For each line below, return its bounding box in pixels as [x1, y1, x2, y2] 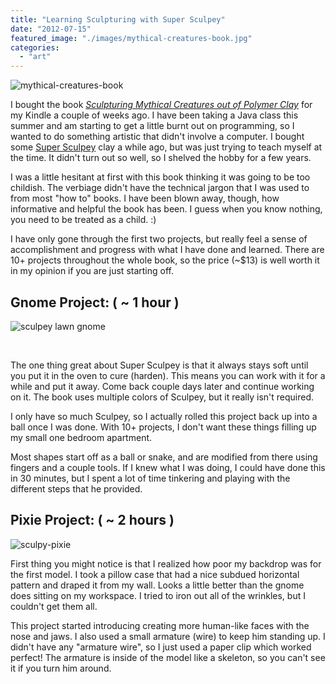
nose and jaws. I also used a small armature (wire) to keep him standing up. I [10, 630, 326, 642]
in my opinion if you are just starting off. [10, 265, 174, 277]
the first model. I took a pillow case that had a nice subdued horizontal [10, 568, 300, 580]
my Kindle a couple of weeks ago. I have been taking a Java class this [10, 109, 299, 121]
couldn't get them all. [10, 600, 98, 612]
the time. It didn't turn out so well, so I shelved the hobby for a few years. [10, 152, 312, 164]
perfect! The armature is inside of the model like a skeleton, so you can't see [10, 651, 326, 663]
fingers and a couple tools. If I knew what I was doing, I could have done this [10, 461, 326, 473]
